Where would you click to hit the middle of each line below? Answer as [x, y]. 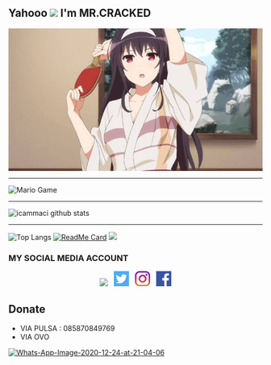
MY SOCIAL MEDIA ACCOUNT [69, 258]
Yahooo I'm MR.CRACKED [80, 13]
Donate [27, 309]
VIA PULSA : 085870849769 [67, 328]
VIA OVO [35, 337]
